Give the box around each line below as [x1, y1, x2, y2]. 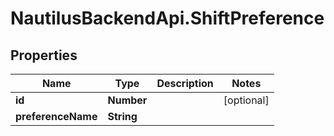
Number [107, 93, 148, 107]
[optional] [223, 93, 270, 107]
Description [156, 77, 214, 90]
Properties [10, 47, 78, 64]
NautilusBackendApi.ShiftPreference [10, 7, 325, 30]
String [107, 110, 138, 123]
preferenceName [15, 110, 98, 123]
